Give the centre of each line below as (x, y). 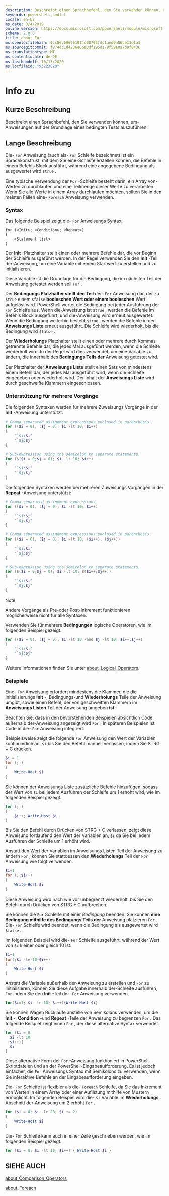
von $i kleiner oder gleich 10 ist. (38, 945)
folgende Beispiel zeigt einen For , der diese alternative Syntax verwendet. (82, 1023)
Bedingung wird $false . (30, 331)
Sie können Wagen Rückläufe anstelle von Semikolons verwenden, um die (82, 1012)
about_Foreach (21, 1188)
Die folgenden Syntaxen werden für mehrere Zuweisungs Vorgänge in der (82, 407)
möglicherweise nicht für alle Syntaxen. (46, 615)
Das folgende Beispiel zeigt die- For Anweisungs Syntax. (64, 221)
